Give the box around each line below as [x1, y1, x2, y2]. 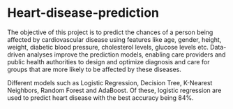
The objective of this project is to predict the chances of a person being [7, 28, 213, 36]
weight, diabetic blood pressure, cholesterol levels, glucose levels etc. [7, 43, 209, 51]
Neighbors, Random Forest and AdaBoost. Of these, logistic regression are [7, 86, 222, 94]
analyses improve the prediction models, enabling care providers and [27, 50, 226, 59]
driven [7, 50, 26, 59]
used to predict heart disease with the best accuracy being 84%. [7, 93, 194, 102]
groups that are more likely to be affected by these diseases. [7, 65, 181, 73]
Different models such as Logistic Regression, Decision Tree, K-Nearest [7, 78, 213, 87]
